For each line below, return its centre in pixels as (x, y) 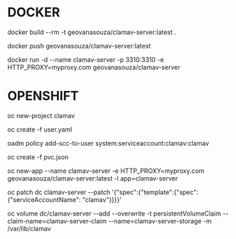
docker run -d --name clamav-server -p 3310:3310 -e (86, 59)
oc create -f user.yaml (40, 129)
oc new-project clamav (41, 115)
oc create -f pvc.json (38, 156)
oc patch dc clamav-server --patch (59, 192)
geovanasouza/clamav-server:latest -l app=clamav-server (93, 178)
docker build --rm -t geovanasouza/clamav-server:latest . (92, 32)
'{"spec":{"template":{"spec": (155, 192)
